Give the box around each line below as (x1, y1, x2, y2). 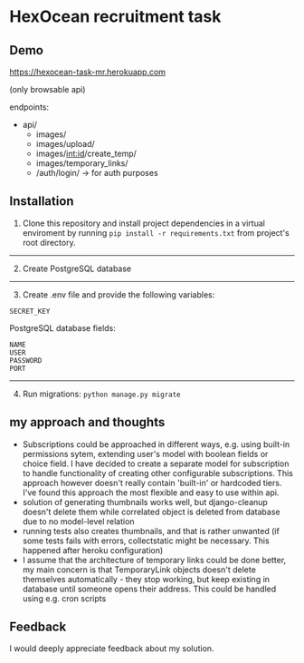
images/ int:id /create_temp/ (35, 148, 138, 159)
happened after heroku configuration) (22, 544, 164, 555)
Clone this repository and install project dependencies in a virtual (22, 218, 265, 229)
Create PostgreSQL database (22, 263, 132, 274)
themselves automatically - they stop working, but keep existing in (22, 573, 270, 584)
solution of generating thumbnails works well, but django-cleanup (22, 496, 269, 507)
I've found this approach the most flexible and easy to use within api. (22, 487, 280, 498)
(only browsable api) (9, 84, 86, 94)
